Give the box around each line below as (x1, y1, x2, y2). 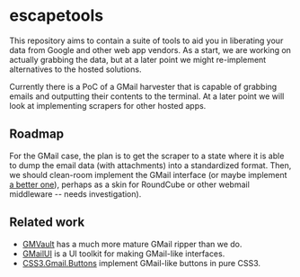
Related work (9, 215, 85, 230)
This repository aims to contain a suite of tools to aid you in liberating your (9, 35, 284, 46)
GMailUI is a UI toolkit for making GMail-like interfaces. (22, 248, 225, 259)
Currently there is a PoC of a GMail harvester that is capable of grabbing (9, 81, 278, 92)
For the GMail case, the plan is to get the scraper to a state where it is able (9, 150, 285, 161)
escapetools (9, 5, 104, 26)
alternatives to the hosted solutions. (9, 64, 142, 75)
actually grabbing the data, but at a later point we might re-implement (9, 54, 267, 65)
